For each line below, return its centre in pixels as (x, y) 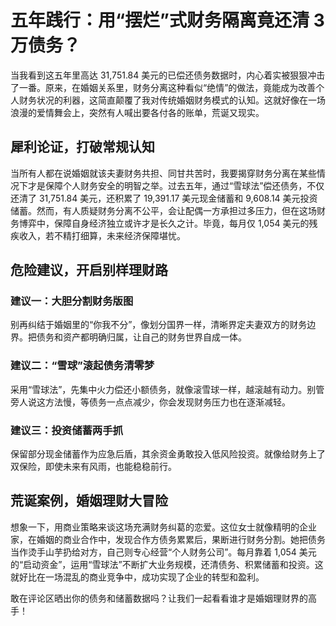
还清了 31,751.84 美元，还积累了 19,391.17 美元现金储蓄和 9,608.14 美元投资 (164, 198)
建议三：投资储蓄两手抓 (66, 430)
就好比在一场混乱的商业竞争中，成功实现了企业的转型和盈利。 (137, 577)
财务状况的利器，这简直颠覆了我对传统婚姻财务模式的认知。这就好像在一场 (172, 100)
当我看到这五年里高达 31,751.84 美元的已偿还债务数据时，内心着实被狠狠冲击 (168, 75)
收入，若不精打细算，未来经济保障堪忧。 (102, 235)
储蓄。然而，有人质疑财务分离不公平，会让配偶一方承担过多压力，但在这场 (163, 210)
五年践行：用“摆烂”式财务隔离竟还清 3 (167, 20)
